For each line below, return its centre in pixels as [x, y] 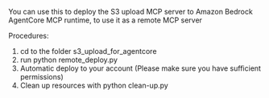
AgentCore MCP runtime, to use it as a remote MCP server [106, 20]
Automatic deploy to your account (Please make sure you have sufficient [141, 68]
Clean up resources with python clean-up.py [94, 85]
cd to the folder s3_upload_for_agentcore [88, 51]
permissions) [42, 77]
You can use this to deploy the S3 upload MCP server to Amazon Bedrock [131, 12]
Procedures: [29, 36]
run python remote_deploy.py [69, 60]
